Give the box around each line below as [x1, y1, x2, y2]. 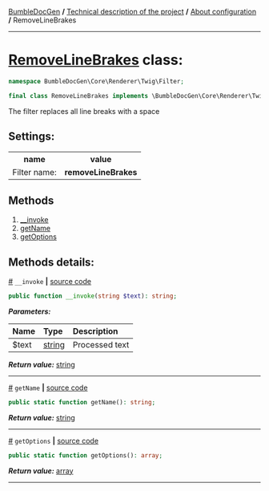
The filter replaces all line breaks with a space [8, 106, 160, 116]
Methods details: [8, 255, 94, 269]
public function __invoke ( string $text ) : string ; [8, 292, 178, 300]
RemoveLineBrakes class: [8, 51, 183, 69]
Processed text [72, 339, 130, 350]
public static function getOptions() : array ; [8, 451, 163, 460]
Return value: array [8, 465, 74, 476]
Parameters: [8, 306, 51, 316]
